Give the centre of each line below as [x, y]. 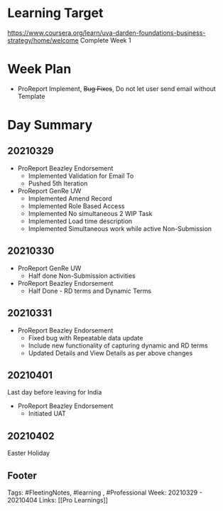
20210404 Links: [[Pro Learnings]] [58, 500]
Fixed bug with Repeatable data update [86, 338]
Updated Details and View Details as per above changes [110, 353]
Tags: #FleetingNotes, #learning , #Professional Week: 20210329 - [105, 493]
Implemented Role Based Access [76, 206]
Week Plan [39, 69]
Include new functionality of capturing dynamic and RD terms [118, 345]
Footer [22, 475]
